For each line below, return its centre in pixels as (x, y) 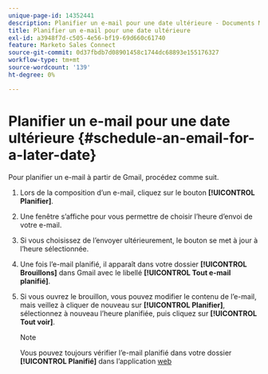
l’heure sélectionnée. (54, 248)
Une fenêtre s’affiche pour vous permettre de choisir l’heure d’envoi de (136, 216)
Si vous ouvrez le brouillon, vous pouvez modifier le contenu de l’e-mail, (138, 296)
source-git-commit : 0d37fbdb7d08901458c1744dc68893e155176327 (114, 53)
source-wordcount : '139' (49, 68)
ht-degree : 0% (32, 75)
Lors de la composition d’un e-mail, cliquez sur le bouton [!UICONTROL (137, 193)
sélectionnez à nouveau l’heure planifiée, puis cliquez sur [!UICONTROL (138, 313)
